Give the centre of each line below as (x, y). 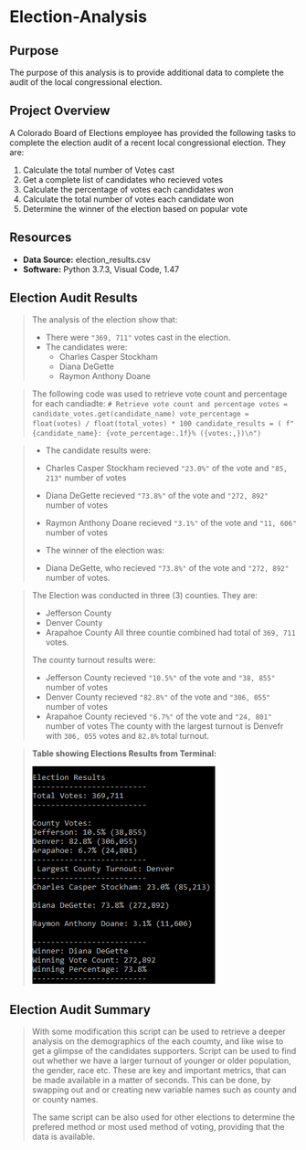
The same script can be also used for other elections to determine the (163, 1117)
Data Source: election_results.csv (86, 259)
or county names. (65, 1100)
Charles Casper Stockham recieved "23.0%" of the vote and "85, (166, 469)
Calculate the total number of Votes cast (99, 170)
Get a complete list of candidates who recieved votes (123, 179)
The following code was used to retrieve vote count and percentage (159, 394)
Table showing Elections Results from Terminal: (124, 754)
